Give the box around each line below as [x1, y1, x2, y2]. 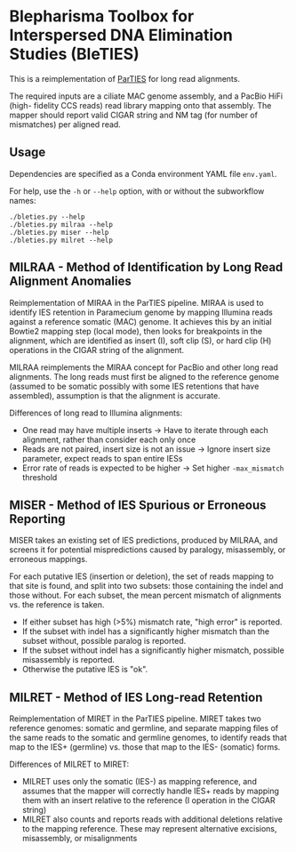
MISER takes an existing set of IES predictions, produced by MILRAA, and [9, 535, 278, 546]
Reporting [9, 511, 66, 526]
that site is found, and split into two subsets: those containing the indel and [9, 581, 284, 591]
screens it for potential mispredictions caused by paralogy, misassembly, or [9, 544, 286, 555]
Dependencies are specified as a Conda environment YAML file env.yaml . [9, 168, 277, 179]
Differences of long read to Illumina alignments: [9, 407, 183, 418]
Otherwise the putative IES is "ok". [21, 664, 148, 675]
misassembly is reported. [21, 655, 116, 665]
